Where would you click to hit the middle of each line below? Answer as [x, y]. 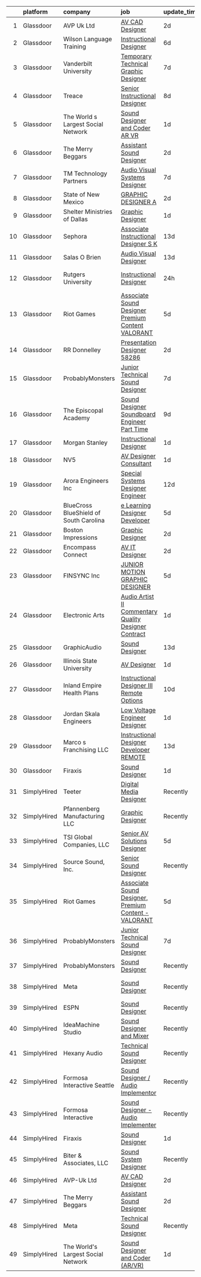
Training [75, 46]
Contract [133, 634]
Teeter [72, 792]
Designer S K [139, 244]
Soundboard [138, 414]
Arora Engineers [86, 481]
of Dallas [75, 219]
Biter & [72, 1155]
